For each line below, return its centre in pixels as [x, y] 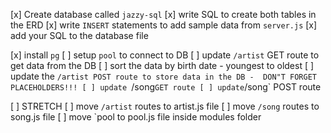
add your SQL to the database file [79, 35]
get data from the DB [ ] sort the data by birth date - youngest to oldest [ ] [162, 65]
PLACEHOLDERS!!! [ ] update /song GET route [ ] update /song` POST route [166, 87]
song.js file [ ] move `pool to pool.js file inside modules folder [136, 117]
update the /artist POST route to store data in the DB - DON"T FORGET [164, 76]
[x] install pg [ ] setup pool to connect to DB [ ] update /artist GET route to [165, 55]
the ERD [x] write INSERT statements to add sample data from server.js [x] [164, 25]
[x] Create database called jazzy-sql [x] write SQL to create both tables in [163, 14]
